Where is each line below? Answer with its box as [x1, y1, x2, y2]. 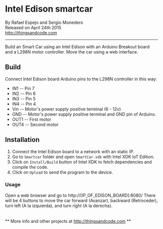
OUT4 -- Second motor [12, 122, 59, 127]
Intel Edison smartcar [5, 3, 93, 15]
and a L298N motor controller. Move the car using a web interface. [5, 49, 138, 54]
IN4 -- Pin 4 [12, 101, 36, 106]
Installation [5, 136, 40, 144]
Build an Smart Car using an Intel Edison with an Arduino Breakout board [5, 44, 150, 50]
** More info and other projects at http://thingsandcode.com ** [5, 218, 131, 224]
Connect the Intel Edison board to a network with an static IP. [12, 148, 134, 154]
